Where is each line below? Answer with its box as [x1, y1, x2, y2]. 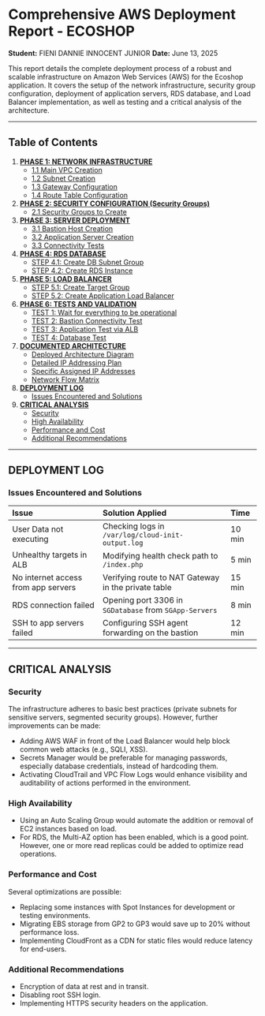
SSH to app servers [12, 618, 84, 629]
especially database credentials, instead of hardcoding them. [19, 761, 218, 771]
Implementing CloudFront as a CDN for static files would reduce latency [19, 936, 253, 945]
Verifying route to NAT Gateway [102, 572, 220, 583]
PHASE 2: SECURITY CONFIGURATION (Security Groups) [19, 199, 211, 208]
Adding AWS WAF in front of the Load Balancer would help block [19, 736, 230, 746]
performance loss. [19, 927, 80, 936]
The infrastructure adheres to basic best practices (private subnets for [8, 704, 237, 714]
